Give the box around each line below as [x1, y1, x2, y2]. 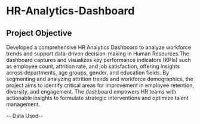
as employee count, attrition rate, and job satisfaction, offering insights [6, 63, 180, 70]
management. [6, 101, 41, 108]
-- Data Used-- [6, 112, 44, 119]
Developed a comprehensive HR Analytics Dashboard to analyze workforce [6, 44, 192, 51]
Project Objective [6, 28, 72, 38]
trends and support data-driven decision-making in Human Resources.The [6, 50, 189, 57]
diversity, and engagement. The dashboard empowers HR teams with [6, 88, 177, 95]
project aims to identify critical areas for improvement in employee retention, [6, 82, 194, 89]
